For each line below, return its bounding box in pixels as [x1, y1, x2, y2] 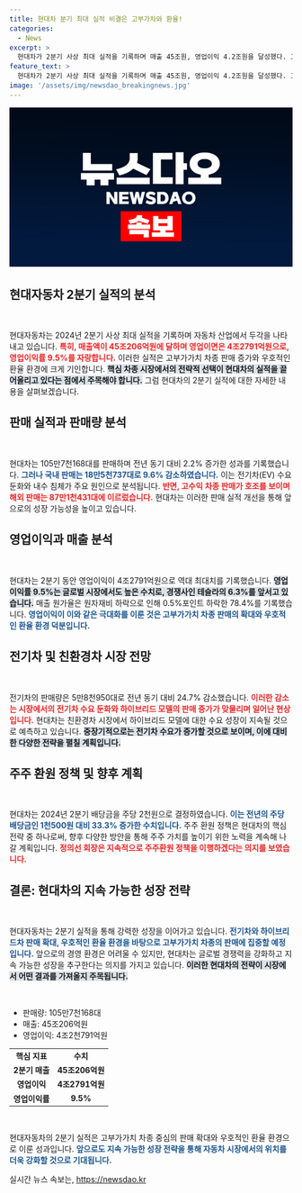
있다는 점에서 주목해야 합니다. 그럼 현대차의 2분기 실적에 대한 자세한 [40, 375, 277, 386]
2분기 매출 [13, 1065, 50, 1076]
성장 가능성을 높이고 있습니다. [32, 502, 137, 513]
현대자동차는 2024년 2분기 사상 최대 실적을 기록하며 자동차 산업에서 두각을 [9, 330, 271, 341]
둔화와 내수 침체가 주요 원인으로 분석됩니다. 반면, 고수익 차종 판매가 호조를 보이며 [9, 480, 290, 491]
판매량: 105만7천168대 [22, 1008, 102, 1018]
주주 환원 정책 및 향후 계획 [9, 765, 144, 781]
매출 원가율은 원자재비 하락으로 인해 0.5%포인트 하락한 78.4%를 [35, 597, 262, 608]
